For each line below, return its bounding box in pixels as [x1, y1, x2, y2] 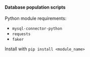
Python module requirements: [5, 15, 67, 21]
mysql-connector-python [12, 26, 63, 32]
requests [12, 32, 31, 37]
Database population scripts [5, 4, 66, 10]
